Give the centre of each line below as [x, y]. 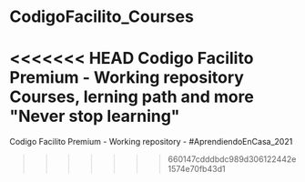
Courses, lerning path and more [132, 97]
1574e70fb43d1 [197, 169]
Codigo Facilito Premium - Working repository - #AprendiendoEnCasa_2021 [151, 142]
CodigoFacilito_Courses [102, 17]
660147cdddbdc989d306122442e [232, 159]
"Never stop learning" [95, 116]
